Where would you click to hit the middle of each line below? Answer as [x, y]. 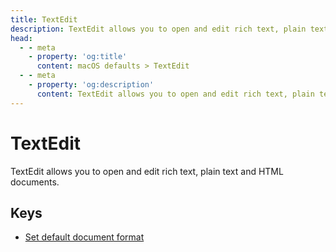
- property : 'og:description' [91, 85]
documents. [35, 182]
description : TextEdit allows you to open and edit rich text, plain [158, 29]
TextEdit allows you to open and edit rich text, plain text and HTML [147, 171]
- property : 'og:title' [78, 57]
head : [21, 38]
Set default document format [84, 237]
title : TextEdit [44, 19]
